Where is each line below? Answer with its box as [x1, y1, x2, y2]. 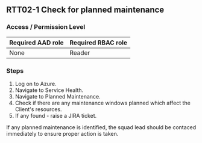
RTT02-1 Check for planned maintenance [6, 5, 165, 15]
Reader [69, 48, 90, 56]
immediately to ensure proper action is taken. [6, 130, 119, 137]
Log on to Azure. [14, 80, 57, 87]
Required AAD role [9, 38, 65, 47]
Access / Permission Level [6, 23, 86, 31]
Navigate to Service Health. [14, 87, 84, 94]
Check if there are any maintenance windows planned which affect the [14, 99, 191, 106]
